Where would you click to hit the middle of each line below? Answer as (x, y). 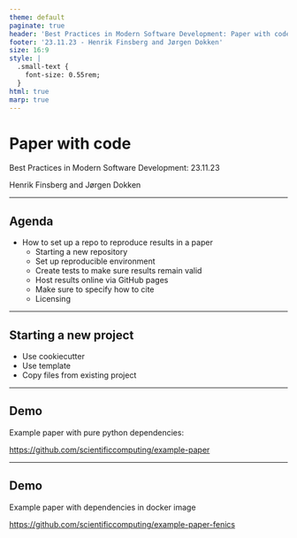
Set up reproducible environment (95, 261)
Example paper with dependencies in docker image (103, 507)
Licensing (53, 299)
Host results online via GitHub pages (102, 281)
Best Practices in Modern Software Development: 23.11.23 (114, 168)
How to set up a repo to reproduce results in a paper (118, 242)
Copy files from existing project (79, 375)
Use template (46, 365)
